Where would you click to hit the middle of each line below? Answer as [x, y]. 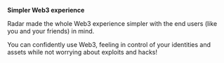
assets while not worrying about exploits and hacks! [83, 52]
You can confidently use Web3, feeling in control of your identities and [109, 44]
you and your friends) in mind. [51, 31]
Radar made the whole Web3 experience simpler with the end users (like [112, 23]
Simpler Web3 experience [46, 10]
